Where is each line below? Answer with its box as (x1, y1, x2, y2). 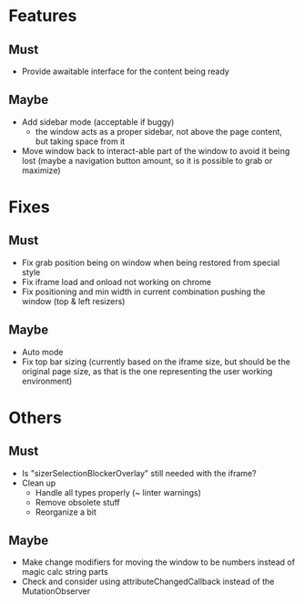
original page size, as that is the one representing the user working (21, 365, 273, 376)
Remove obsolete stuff (35, 497, 120, 507)
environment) (21, 375, 73, 386)
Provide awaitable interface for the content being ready (21, 66, 229, 77)
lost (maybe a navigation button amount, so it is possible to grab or (21, 155, 273, 166)
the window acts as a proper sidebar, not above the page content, (35, 126, 283, 137)
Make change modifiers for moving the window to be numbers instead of (21, 557, 296, 568)
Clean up (21, 477, 56, 488)
